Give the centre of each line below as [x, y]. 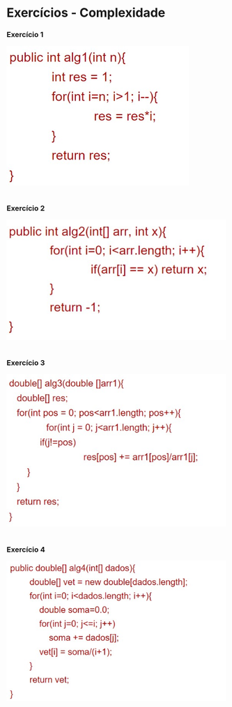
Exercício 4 [26, 550]
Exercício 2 [26, 208]
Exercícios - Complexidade [86, 13]
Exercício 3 [26, 362]
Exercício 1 [25, 35]
